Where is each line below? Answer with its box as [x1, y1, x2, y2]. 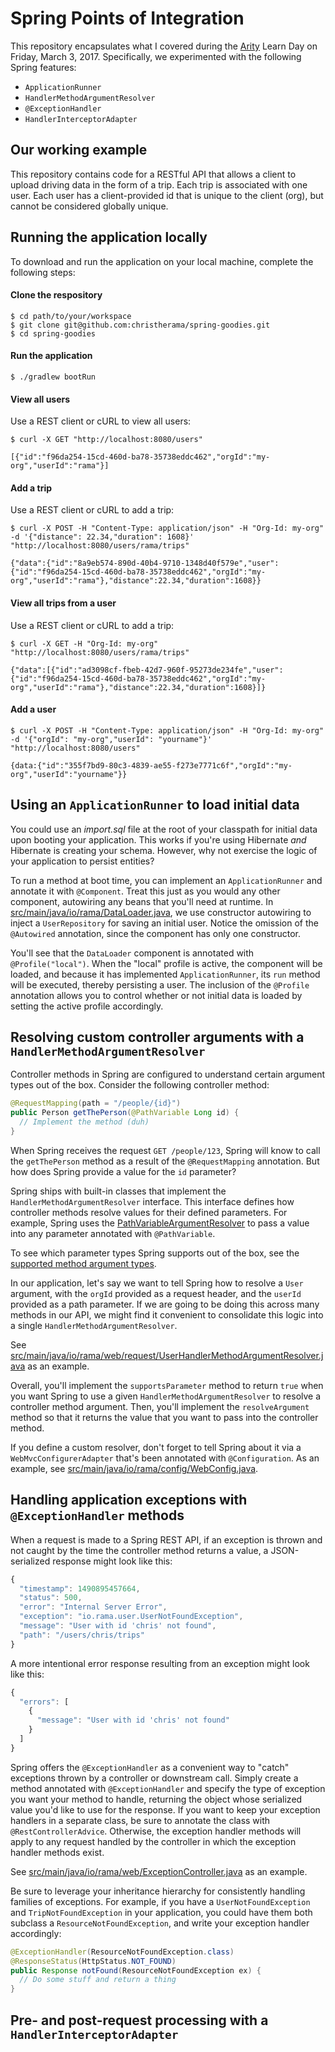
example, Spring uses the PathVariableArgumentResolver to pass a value [10, 1217, 310, 1229]
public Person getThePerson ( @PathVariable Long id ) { [10, 1108, 240, 1118]
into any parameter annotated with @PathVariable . [10, 1227, 216, 1239]
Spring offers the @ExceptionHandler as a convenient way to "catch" [10, 1761, 290, 1773]
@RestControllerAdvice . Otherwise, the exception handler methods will [10, 1825, 302, 1837]
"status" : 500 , [19, 1593, 83, 1603]
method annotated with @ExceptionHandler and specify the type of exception [10, 1782, 326, 1794]
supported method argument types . [10, 1257, 157, 1269]
